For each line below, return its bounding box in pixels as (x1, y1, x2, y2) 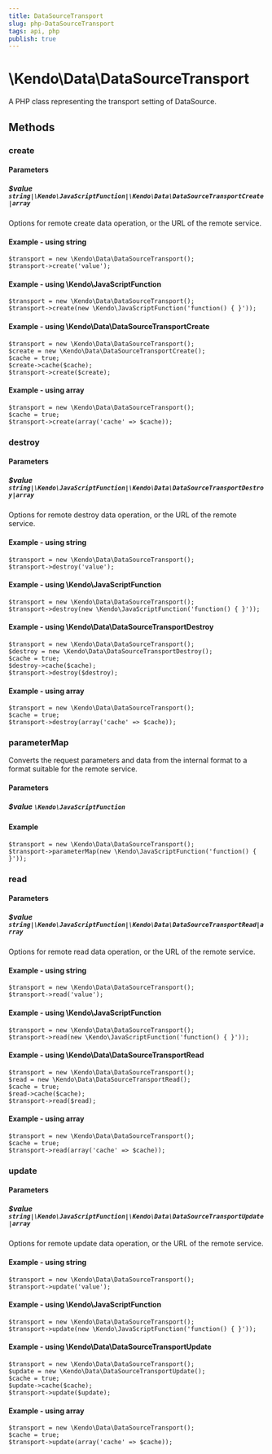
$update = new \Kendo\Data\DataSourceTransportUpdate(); (8, 1368, 206, 1376)
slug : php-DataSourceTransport (8, 20, 115, 28)
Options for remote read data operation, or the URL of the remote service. (8, 947, 256, 957)
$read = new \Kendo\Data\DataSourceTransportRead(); (8, 1075, 191, 1083)
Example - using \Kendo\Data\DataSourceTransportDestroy (8, 622, 214, 632)
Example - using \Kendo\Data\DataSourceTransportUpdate (8, 1342, 212, 1352)
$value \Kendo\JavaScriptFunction (8, 802, 126, 811)
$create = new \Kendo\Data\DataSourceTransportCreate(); (8, 347, 206, 355)
